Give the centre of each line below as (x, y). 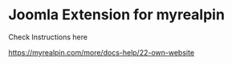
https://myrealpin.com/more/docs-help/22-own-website (102, 52)
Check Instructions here (48, 37)
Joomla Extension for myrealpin (116, 15)
